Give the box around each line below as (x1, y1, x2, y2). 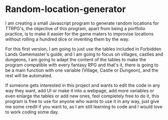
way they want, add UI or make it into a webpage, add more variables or (5, 87, 154, 93)
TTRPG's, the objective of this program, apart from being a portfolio (5, 25, 146, 31)
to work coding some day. (5, 109, 59, 115)
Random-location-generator (5, 4, 126, 15)
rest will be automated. (5, 72, 53, 78)
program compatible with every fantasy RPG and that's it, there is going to (5, 62, 159, 68)
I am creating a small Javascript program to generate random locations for (5, 20, 159, 26)
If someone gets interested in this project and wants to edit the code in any (5, 82, 160, 88)
